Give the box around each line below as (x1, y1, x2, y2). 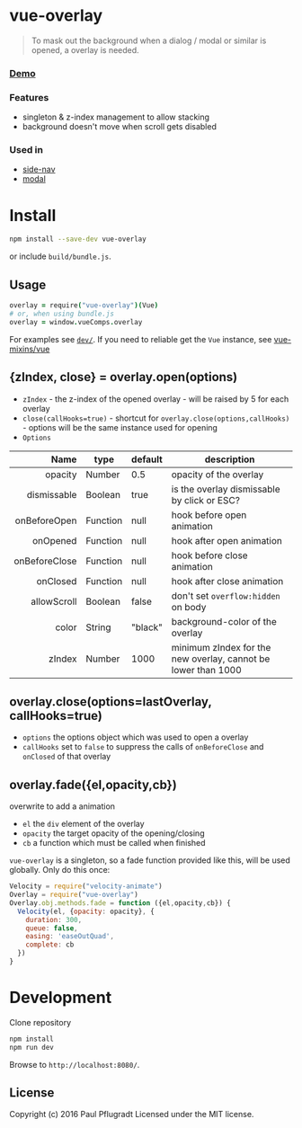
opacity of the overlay (171, 468, 264, 481)
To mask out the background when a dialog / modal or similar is (31, 35, 267, 46)
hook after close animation (171, 574, 284, 587)
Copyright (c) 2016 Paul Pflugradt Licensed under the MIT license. (9, 1109, 254, 1120)
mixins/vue (9, 343, 50, 354)
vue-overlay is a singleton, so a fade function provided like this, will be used (9, 855, 290, 866)
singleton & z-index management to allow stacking (22, 111, 209, 122)
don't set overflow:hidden (171, 590, 280, 602)
